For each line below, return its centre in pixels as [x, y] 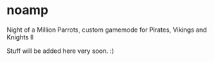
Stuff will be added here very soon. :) [60, 51]
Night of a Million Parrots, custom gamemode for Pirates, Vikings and [107, 30]
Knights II [20, 37]
